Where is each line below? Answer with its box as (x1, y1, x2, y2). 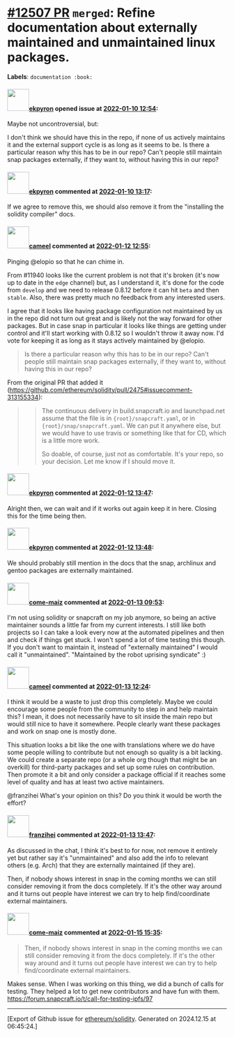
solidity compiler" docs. (7, 210, 75, 218)
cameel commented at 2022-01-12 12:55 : (29, 241, 151, 250)
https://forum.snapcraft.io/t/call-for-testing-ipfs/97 (7, 994, 153, 1003)
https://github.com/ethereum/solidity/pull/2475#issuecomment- (9, 385, 193, 394)
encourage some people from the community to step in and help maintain (7, 705, 218, 713)
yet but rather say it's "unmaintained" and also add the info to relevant (7, 853, 209, 862)
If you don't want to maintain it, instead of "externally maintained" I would (7, 643, 218, 652)
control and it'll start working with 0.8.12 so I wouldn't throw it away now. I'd (7, 329, 224, 337)
